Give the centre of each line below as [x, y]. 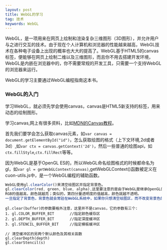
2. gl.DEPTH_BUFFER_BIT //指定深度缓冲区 [53, 219]
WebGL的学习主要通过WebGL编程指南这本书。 [53, 80]
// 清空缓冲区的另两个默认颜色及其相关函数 [44, 234]
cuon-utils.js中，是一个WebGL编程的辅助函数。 [54, 175]
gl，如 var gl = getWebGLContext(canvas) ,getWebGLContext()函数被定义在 [81, 169]
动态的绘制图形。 [23, 112]
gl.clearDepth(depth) [28, 239]
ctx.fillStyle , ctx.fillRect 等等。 [40, 152]
